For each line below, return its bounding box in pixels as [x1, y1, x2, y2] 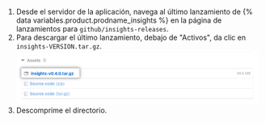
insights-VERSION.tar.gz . [15, 41, 103, 51]
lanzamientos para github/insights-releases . [15, 24, 169, 33]
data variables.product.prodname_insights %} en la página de [15, 15, 222, 25]
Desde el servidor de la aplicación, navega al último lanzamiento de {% [15, 7, 253, 16]
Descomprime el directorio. [15, 105, 108, 115]
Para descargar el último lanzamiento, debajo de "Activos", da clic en [15, 32, 247, 42]
